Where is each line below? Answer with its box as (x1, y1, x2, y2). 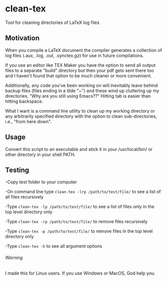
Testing (5, 165, 29, 174)
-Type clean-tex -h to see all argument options (5, 243, 102, 249)
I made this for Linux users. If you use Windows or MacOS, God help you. (5, 270, 156, 276)
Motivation (5, 34, 40, 42)
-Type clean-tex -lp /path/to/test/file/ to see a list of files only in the (5, 204, 155, 210)
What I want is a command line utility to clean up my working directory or (5, 108, 156, 114)
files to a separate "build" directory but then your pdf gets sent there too (5, 67, 154, 73)
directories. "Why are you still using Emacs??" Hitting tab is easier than (5, 93, 151, 99)
